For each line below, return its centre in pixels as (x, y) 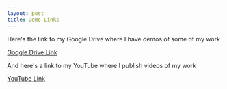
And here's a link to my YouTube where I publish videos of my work (102, 65)
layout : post (26, 13)
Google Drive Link (32, 52)
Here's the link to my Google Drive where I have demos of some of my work (114, 39)
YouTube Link (26, 78)
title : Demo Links (33, 20)
